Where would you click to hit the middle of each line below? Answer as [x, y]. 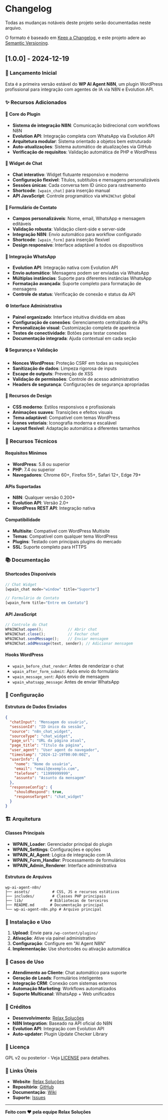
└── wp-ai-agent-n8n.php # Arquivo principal [53, 909]
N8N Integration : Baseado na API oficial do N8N [62, 1023]
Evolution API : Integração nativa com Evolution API [65, 268]
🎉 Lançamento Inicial [31, 73]
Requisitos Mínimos [26, 453]
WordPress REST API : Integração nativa [54, 508]
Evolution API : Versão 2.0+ [40, 503]
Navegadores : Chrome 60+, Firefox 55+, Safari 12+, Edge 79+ [77, 475]
